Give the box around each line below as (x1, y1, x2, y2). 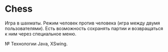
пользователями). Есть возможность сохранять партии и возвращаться (5, 25, 163, 31)
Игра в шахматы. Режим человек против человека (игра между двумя (5, 20, 160, 26)
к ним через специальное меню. (5, 31, 77, 37)
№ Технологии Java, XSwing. (5, 40, 68, 46)
